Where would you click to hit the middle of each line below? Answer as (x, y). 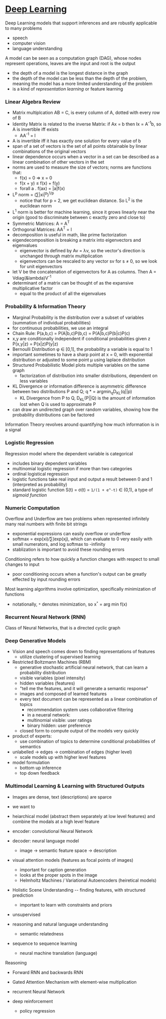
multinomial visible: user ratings (59, 720)
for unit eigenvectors (41, 266)
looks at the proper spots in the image (58, 875)
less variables (34, 381)
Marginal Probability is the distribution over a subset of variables (78, 317)
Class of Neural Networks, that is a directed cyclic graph (63, 627)
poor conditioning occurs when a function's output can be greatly (80, 574)
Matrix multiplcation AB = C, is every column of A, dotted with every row (86, 112)
